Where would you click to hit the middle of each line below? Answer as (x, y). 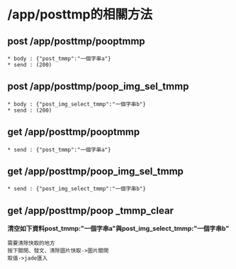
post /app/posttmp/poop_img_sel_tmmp (98, 87)
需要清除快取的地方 (31, 244)
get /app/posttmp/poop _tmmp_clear (90, 211)
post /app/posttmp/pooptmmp (76, 41)
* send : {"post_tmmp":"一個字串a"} (59, 149)
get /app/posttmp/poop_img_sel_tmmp (96, 172)
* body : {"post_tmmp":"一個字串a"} (59, 59)
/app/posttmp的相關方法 (80, 15)
